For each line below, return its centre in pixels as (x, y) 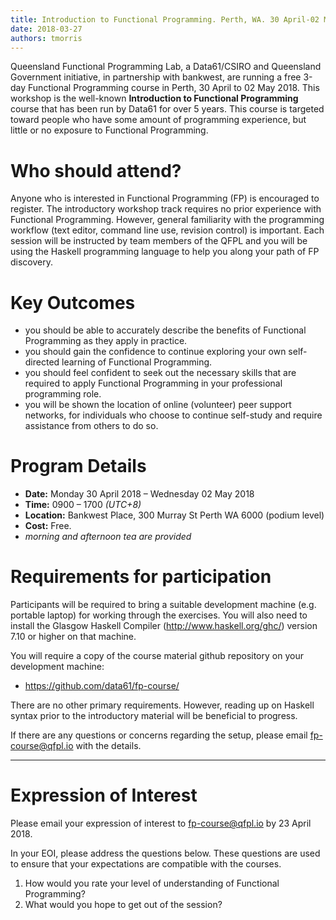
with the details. (108, 746)
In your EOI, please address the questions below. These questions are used (165, 853)
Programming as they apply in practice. (106, 341)
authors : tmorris (46, 38)
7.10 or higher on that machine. (73, 637)
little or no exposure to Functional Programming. (109, 130)
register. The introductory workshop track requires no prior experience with (166, 209)
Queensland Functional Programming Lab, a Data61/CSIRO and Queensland (166, 67)
